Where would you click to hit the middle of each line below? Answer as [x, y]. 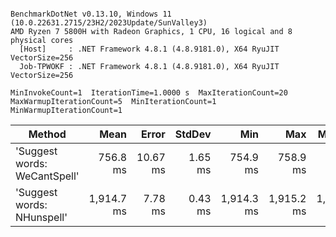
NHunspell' [41, 217]
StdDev [193, 134]
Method [47, 134]
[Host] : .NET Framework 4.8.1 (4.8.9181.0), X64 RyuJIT [149, 49]
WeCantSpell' [47, 176]
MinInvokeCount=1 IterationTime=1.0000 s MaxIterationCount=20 [149, 93]
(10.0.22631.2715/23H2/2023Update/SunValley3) [109, 23]
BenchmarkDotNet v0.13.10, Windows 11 [91, 14]
